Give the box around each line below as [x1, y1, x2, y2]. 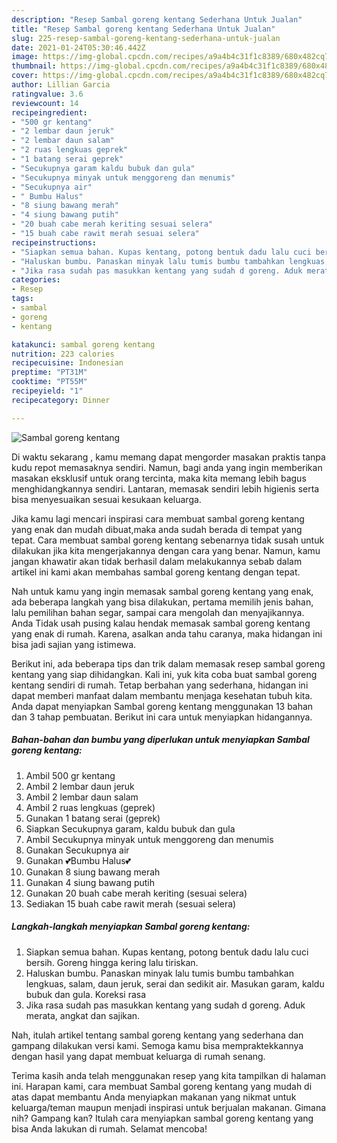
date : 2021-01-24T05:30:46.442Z [11, 42, 146, 53]
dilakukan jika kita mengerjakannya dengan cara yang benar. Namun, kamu [11, 544, 321, 556]
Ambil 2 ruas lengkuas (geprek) [25, 801, 156, 813]
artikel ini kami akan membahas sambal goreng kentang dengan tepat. [11, 566, 301, 578]
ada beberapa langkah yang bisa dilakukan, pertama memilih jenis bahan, [11, 596, 314, 608]
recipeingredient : [11, 107, 88, 118]
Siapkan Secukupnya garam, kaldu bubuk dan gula [25, 822, 236, 835]
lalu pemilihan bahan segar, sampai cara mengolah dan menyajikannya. [11, 606, 305, 618]
